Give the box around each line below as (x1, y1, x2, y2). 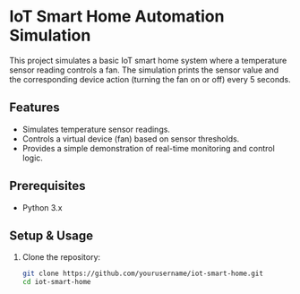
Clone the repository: (21, 252, 101, 263)
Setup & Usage (9, 228, 94, 243)
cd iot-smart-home (21, 278, 91, 287)
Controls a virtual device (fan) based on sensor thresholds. (21, 133, 240, 144)
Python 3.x (21, 202, 63, 212)
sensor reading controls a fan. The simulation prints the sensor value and (9, 65, 279, 75)
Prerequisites (9, 178, 86, 194)
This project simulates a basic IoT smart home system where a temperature (9, 55, 287, 65)
